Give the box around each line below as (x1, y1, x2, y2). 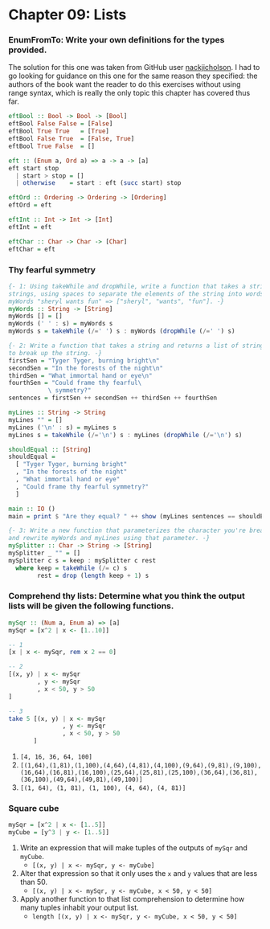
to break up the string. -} (8, 349, 103, 357)
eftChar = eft (8, 245, 56, 253)
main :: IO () (8, 505, 56, 513)
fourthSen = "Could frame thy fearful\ (8, 379, 142, 387)
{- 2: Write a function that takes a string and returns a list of (8, 342, 239, 350)
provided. (8, 44, 47, 55)
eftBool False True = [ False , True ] (8, 135, 135, 143)
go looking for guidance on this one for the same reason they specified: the (8, 71, 258, 81)
